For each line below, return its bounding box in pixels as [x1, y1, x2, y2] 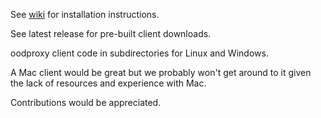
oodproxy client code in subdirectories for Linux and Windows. [10, 47, 269, 59]
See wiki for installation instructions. [10, 9, 160, 20]
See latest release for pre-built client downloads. [10, 28, 212, 39]
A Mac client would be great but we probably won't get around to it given [10, 67, 312, 78]
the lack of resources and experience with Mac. [10, 77, 207, 89]
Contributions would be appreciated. [10, 97, 162, 108]
